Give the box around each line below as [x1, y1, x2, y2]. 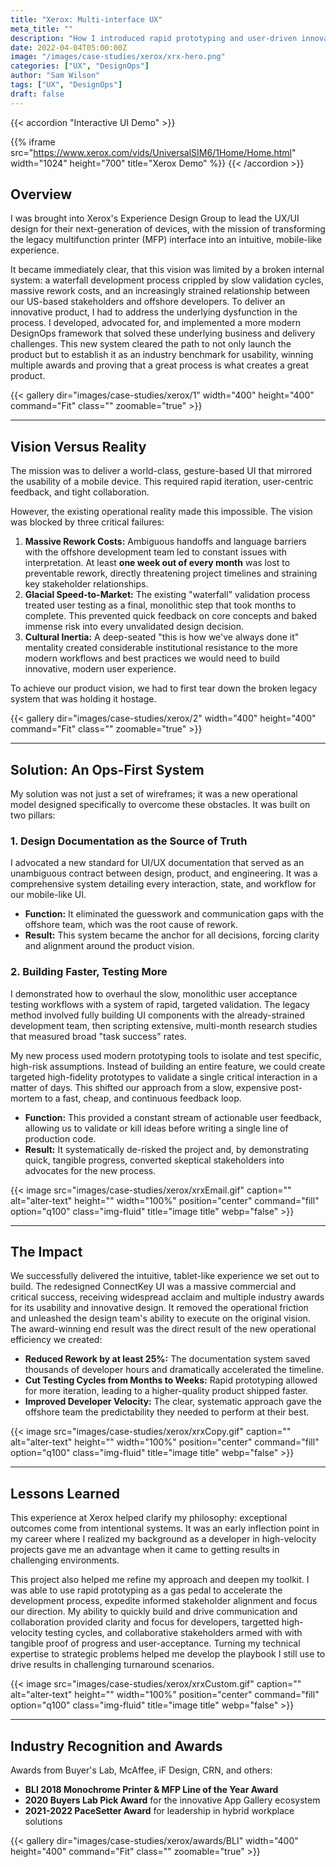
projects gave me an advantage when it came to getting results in [10, 1544, 280, 1556]
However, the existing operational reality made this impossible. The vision [10, 506, 313, 518]
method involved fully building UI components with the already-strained [10, 1009, 306, 1021]
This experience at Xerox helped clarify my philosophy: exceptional [10, 1512, 288, 1524]
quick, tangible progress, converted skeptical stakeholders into [24, 1154, 285, 1166]
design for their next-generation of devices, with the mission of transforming [10, 223, 326, 235]
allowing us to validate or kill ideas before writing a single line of [24, 1122, 289, 1134]
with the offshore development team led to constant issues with [24, 546, 287, 558]
